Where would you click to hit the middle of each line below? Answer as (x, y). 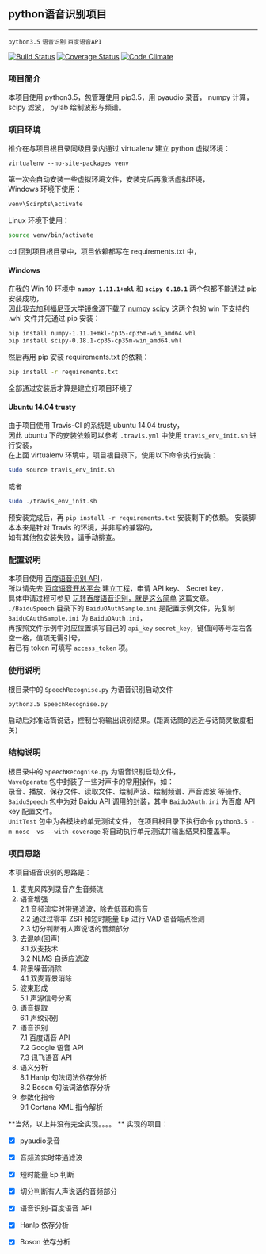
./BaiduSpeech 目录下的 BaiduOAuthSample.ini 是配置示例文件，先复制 (122, 608)
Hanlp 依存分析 (44, 1225)
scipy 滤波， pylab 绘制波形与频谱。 (67, 107)
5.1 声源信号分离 (46, 998)
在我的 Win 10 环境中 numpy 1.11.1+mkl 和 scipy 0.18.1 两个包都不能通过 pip (133, 289)
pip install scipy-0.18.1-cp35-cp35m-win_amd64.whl (95, 341)
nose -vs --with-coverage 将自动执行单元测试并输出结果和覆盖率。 (125, 831)
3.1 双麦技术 (39, 948)
